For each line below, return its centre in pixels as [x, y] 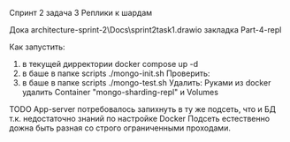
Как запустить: [37, 47]
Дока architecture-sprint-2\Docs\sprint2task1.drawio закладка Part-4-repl [145, 30]
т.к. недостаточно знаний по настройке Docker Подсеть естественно [140, 119]
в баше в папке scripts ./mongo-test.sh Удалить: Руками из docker [146, 82]
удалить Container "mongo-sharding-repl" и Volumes [120, 92]
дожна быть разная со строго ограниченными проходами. [120, 128]
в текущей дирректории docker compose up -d [110, 64]
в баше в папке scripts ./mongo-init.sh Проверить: [116, 73]
